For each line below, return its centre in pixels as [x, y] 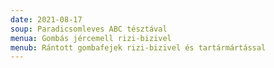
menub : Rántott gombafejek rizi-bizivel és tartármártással [138, 47]
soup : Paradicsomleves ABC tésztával [89, 29]
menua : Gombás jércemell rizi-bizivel [91, 38]
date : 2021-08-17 [46, 19]
